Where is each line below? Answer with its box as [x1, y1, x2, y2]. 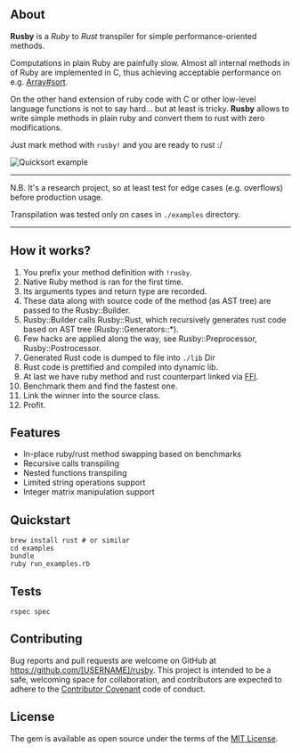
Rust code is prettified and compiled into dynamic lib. [22, 361, 219, 372]
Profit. [22, 399, 46, 410]
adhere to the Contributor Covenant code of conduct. [10, 683, 206, 694]
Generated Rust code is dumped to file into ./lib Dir [22, 352, 216, 363]
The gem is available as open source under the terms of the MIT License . [10, 733, 279, 743]
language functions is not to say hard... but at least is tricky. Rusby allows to [10, 102, 290, 114]
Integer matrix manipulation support [22, 487, 155, 497]
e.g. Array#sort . [10, 76, 69, 87]
